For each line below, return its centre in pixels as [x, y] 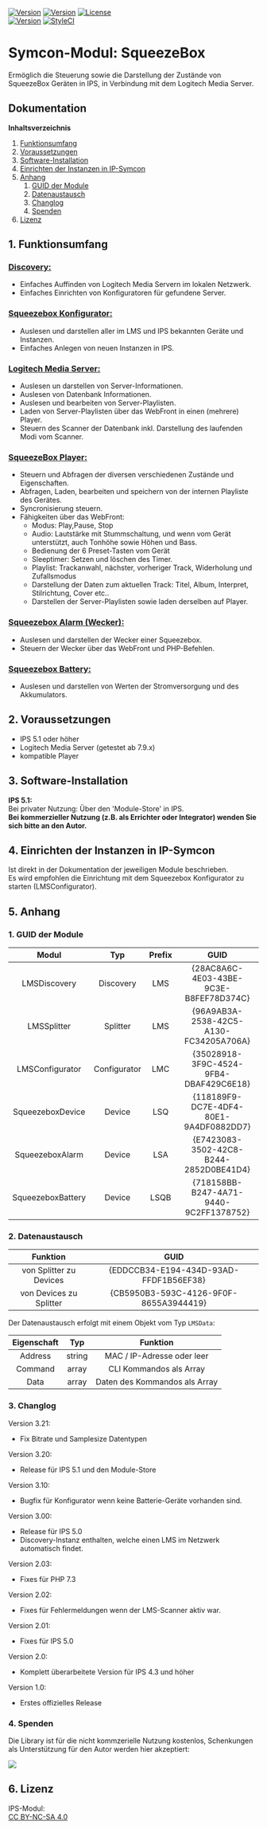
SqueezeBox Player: [48, 457]
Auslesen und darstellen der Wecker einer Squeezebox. [111, 640]
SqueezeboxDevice [49, 1112]
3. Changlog [33, 1406]
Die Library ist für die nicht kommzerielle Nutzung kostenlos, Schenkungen [131, 1741]
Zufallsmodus [54, 576]
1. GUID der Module [46, 934]
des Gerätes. [41, 500]
